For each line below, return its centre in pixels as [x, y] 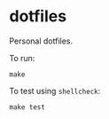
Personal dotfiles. [41, 41]
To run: [22, 58]
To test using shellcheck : [55, 91]
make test [27, 107]
